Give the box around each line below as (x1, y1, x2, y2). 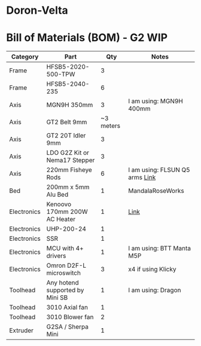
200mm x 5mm (46, 183, 90, 191)
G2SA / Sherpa (46, 323, 89, 331)
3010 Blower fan (46, 313, 94, 321)
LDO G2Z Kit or (46, 149, 90, 157)
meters (100, 122, 121, 130)
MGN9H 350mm (46, 101, 93, 109)
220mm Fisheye (46, 166, 93, 174)
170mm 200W (46, 207, 88, 216)
